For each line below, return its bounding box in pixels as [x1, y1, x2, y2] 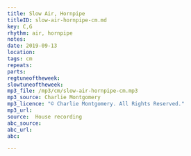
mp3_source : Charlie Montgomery [7, 94, 101, 101]
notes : [7, 36, 26, 43]
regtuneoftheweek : [7, 74, 60, 82]
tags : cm [7, 55, 33, 62]
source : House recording [7, 113, 82, 120]
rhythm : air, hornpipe [7, 29, 73, 37]
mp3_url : [7, 107, 33, 114]
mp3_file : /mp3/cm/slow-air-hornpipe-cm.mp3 [7, 87, 138, 94]
